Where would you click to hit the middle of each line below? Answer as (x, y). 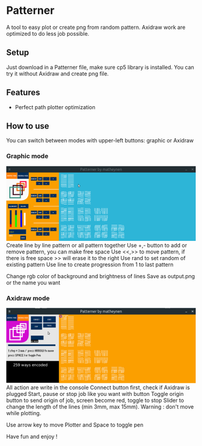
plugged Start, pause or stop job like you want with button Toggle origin (95, 394)
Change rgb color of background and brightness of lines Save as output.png (101, 276)
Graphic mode (27, 156)
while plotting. (24, 413)
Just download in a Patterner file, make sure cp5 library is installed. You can (100, 67)
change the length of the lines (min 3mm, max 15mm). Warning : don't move (100, 407)
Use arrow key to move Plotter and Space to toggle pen (75, 425)
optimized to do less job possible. (48, 33)
